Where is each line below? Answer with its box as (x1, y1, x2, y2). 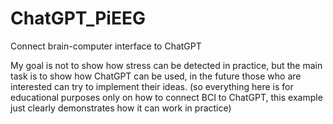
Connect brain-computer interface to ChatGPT (10, 40, 202, 52)
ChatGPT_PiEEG (10, 7, 146, 30)
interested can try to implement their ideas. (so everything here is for (10, 80, 294, 92)
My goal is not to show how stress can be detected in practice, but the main (10, 59, 323, 71)
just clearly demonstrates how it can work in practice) (10, 102, 232, 114)
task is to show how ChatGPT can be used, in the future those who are (10, 70, 302, 82)
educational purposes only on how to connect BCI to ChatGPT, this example (10, 91, 323, 103)
